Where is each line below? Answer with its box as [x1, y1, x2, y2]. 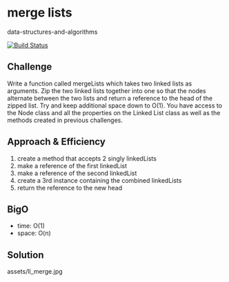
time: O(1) [17, 222, 45, 230]
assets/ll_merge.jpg [7, 268, 63, 276]
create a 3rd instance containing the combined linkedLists [17, 176, 182, 184]
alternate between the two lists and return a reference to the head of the [7, 94, 212, 102]
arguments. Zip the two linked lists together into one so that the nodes [7, 86, 207, 94]
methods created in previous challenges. [7, 116, 123, 124]
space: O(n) [17, 229, 52, 237]
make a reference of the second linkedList [17, 169, 137, 177]
